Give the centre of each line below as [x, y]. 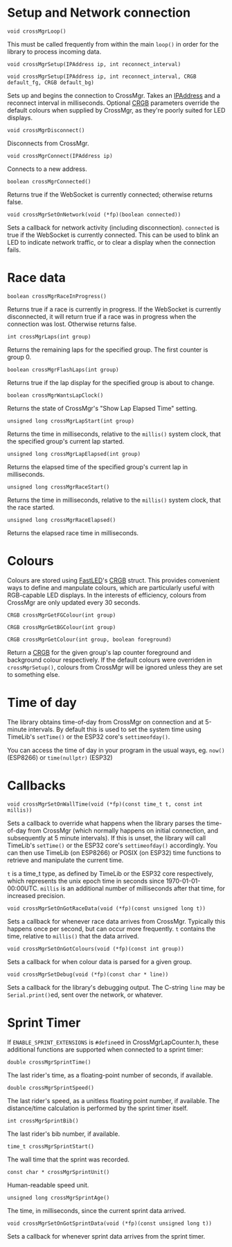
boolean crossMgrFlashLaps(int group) [63, 370]
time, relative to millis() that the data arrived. [73, 936]
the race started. [31, 507]
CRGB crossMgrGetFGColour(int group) [62, 615]
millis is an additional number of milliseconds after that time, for [133, 888]
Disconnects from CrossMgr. [48, 143]
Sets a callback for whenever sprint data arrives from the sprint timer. [106, 1236]
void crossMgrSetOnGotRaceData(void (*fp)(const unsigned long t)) [107, 908]
